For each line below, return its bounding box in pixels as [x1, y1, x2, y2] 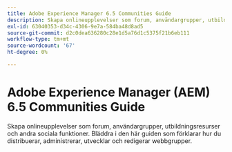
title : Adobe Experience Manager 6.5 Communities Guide [7, 10, 171, 17]
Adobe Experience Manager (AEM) [7, 84, 211, 100]
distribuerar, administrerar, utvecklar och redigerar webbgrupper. [7, 136, 192, 145]
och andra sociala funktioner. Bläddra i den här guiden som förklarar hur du [7, 129, 222, 137]
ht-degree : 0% [7, 49, 48, 56]
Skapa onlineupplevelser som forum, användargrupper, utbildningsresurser [7, 122, 221, 130]
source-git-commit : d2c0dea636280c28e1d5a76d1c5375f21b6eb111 [7, 29, 190, 37]
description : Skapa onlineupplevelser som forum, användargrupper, [7, 17, 206, 23]
